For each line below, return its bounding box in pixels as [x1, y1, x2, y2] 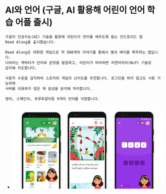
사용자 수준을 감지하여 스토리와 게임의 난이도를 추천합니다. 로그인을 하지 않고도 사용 [5, 76, 155, 80]
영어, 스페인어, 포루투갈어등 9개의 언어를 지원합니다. [5, 96, 100, 101]
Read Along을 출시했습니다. [5, 39, 56, 44]
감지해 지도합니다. [5, 65, 37, 71]
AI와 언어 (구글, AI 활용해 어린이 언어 [5, 4, 145, 16]
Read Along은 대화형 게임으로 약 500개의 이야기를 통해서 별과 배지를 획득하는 [5, 50, 146, 55]
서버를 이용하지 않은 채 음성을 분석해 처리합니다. [5, 86, 92, 91]
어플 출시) [15, 17, 53, 28]
